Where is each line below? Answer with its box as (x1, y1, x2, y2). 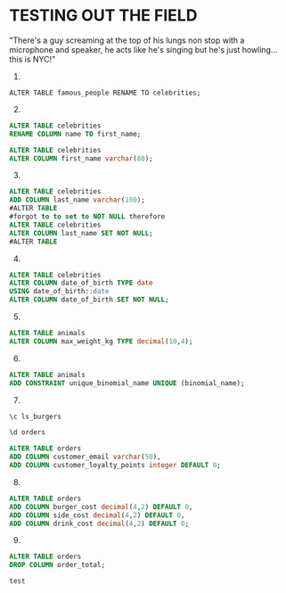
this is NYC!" (9, 54, 56, 64)
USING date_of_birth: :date (9, 287, 110, 296)
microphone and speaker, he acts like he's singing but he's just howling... (9, 44, 278, 54)
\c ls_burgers (9, 412, 62, 421)
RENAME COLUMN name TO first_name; (9, 129, 142, 138)
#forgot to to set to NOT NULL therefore (9, 212, 166, 221)
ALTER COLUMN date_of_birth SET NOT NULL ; (9, 295, 169, 304)
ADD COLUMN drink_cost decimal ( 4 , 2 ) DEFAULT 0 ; (9, 519, 190, 528)
